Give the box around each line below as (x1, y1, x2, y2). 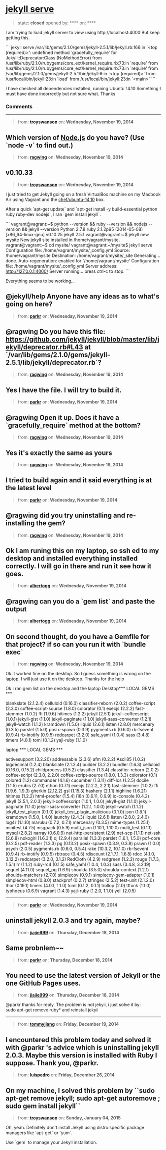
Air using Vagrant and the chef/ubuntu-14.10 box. (5, 197, 105, 202)
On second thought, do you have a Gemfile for (5, 632, 150, 641)
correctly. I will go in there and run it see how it (5, 562, 152, 570)
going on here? (5, 300, 53, 308)
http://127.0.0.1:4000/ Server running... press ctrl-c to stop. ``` (5, 268, 130, 274)
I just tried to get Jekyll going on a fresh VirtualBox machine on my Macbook (5, 191, 161, 197)
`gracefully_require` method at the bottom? (5, 421, 141, 429)
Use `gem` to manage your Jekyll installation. (5, 1140, 98, 1146)
